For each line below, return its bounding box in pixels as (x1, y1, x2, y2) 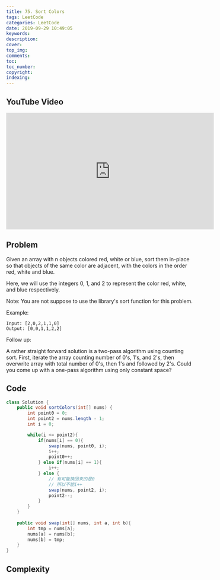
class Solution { (6, 399, 49, 405)
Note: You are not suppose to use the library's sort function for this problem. (6, 297, 193, 305)
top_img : (6, 47, 28, 53)
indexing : (6, 75, 31, 81)
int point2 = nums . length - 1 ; (27, 416, 105, 422)
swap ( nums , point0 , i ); (48, 443, 108, 449)
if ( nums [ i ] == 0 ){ (37, 437, 84, 443)
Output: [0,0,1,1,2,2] (6, 325, 62, 332)
